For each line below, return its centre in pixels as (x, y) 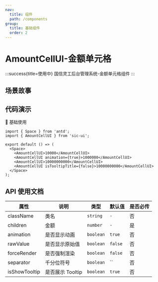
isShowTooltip (24, 272)
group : (12, 24)
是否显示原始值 (62, 244)
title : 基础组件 (25, 28)
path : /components (29, 19)
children (17, 225)
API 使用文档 (25, 191)
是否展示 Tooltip (64, 272)
